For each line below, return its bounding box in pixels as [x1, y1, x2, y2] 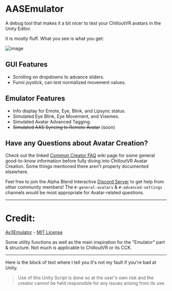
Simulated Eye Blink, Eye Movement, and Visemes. [12, 113, 120, 119]
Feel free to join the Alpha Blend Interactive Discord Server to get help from [5, 179, 164, 185]
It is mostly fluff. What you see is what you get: [5, 35, 104, 41]
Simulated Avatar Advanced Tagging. [12, 118, 91, 124]
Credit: [5, 212, 35, 224]
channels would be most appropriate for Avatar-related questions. [5, 190, 144, 196]
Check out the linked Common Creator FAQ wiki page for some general [5, 152, 155, 159]
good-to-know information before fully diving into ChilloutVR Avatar [5, 158, 148, 164]
